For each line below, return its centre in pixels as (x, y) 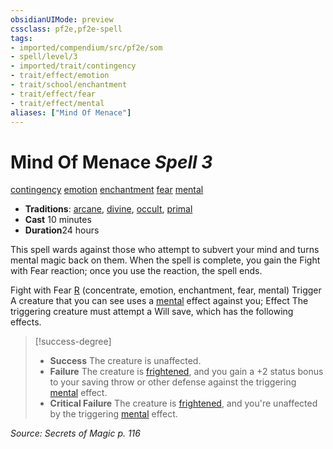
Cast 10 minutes (58, 220)
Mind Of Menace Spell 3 (111, 162)
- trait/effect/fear (53, 94)
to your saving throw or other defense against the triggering (173, 382)
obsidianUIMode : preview (62, 19)
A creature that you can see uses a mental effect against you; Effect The (159, 301)
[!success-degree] (73, 342)
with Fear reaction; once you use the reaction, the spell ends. (136, 271)
